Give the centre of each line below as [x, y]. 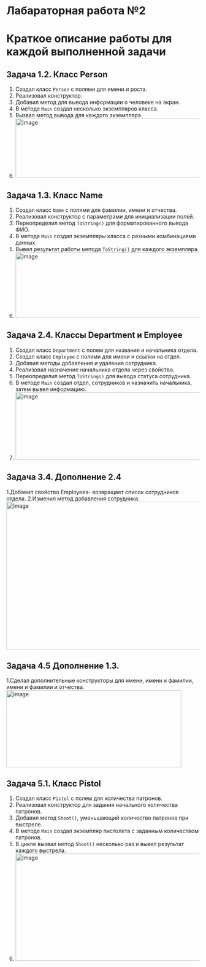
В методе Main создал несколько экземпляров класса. [87, 109]
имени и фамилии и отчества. [45, 687]
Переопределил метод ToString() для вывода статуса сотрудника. [103, 376]
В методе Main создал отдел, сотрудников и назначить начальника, [104, 383]
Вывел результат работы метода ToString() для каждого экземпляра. [107, 249]
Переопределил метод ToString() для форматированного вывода [102, 223]
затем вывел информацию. [51, 389]
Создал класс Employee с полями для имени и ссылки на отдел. [98, 356]
